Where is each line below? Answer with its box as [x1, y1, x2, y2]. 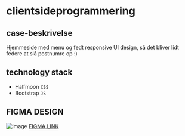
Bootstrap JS [14, 89, 47, 97]
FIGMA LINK [29, 122, 59, 129]
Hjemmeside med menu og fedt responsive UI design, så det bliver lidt [6, 44, 179, 51]
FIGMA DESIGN [6, 107, 64, 117]
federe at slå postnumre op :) [6, 50, 78, 57]
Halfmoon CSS [14, 83, 49, 90]
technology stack [6, 67, 73, 78]
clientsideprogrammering [6, 4, 135, 18]
